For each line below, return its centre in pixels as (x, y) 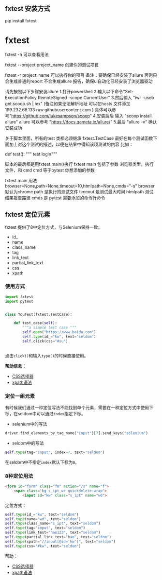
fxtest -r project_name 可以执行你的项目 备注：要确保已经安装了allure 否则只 (81, 75)
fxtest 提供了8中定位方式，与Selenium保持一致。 (54, 227)
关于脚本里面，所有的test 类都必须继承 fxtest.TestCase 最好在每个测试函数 (79, 138)
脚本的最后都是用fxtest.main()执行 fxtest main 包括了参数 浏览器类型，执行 (79, 164)
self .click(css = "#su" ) (45, 341)
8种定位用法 (19, 476)
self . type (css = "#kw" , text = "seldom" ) (43, 546)
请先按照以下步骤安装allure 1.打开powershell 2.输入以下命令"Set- (69, 91)
